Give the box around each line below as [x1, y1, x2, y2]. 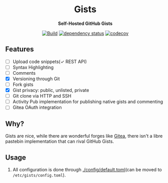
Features [5, 45, 34, 54]
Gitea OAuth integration [12, 104, 62, 110]
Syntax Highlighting [12, 64, 54, 70]
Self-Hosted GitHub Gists [58, 20, 113, 26]
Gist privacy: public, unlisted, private [12, 87, 89, 94]
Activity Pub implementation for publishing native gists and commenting [12, 99, 163, 105]
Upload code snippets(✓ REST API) [12, 58, 87, 65]
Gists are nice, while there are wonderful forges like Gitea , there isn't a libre [5, 133, 163, 139]
